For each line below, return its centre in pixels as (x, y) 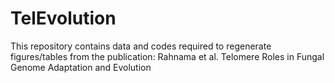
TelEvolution (63, 18)
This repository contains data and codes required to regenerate (141, 46)
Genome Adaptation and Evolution (81, 67)
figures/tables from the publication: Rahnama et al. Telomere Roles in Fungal (167, 56)
